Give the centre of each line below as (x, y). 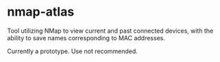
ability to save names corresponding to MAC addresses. (86, 37)
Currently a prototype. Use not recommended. (73, 51)
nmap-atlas (41, 12)
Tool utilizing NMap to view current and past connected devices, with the (110, 31)
